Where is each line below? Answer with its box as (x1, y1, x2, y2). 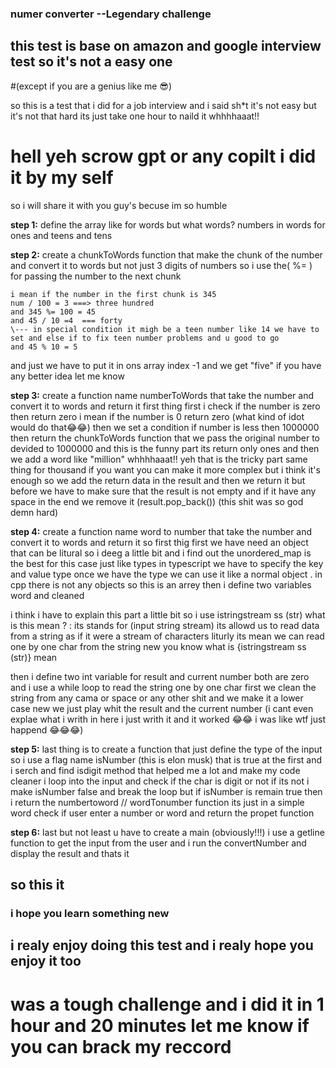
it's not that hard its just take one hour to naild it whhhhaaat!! (10, 110, 260, 122)
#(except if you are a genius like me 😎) (10, 80, 173, 92)
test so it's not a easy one (10, 53, 173, 71)
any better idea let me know (10, 370, 125, 382)
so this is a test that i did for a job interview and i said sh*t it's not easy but (10, 99, 317, 111)
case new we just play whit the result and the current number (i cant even (10, 702, 314, 714)
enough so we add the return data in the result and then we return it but (10, 474, 306, 486)
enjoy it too (10, 953, 82, 970)
